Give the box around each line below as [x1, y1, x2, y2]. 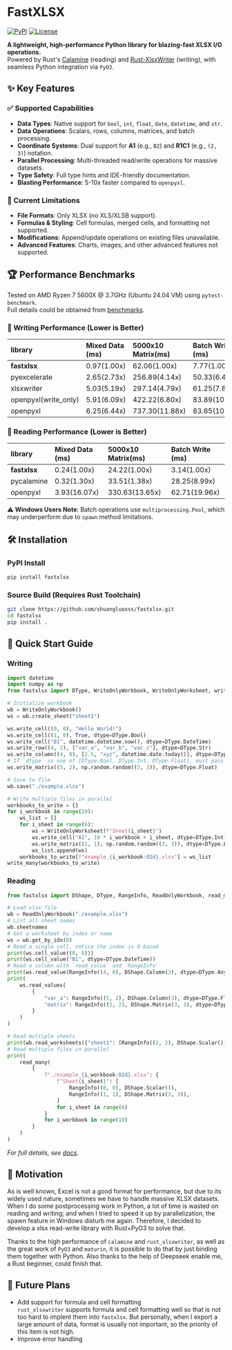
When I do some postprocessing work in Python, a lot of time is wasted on [7, 1202, 219, 1210]
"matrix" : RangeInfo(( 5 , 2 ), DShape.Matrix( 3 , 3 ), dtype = [43, 1001, 215, 1008]
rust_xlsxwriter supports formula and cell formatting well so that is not [17, 1305, 221, 1313]
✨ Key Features [7, 82, 75, 94]
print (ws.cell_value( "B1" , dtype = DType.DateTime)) [7, 956, 156, 963]
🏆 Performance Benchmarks [7, 269, 135, 281]
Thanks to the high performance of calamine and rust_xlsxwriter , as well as [7, 1237, 225, 1245]
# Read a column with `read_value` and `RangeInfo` [7, 963, 159, 970]
